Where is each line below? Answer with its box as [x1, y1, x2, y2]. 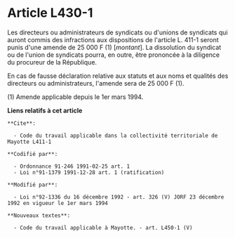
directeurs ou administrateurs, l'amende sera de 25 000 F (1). [7, 79, 184, 87]
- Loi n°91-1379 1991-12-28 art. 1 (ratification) [13, 168, 165, 176]
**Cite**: [7, 119, 36, 127]
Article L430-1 [7, 5, 93, 21]
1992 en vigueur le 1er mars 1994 [7, 199, 109, 206]
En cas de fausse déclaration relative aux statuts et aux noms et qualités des [7, 72, 229, 80]
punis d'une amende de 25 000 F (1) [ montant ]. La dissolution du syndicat [7, 43, 222, 51]
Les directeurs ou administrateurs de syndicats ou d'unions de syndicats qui [7, 28, 228, 37]
